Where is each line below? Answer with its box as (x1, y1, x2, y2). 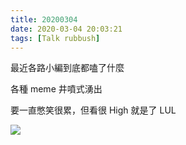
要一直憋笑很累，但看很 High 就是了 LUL (10, 104, 177, 116)
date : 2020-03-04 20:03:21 (10, 24, 123, 34)
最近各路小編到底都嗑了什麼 (10, 62, 125, 74)
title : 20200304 (10, 14, 78, 25)
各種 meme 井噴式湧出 (10, 83, 103, 95)
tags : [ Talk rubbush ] (10, 33, 101, 43)
